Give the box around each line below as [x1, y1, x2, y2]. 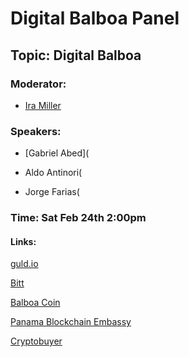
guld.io [10, 258, 39, 270]
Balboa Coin [10, 297, 61, 309]
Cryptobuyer [10, 335, 63, 347]
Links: [10, 235, 37, 247]
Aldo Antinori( [24, 167, 83, 179]
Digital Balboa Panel [10, 7, 180, 30]
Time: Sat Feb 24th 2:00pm [10, 211, 147, 225]
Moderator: [10, 77, 67, 91]
